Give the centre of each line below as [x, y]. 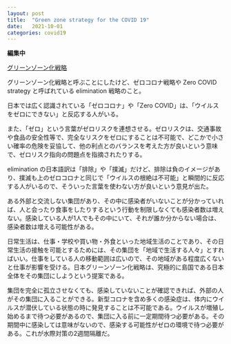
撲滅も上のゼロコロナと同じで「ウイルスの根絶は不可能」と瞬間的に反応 [122, 178]
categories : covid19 [37, 33]
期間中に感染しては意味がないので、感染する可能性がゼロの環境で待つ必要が [115, 325]
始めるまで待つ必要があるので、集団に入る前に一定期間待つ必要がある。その [116, 316]
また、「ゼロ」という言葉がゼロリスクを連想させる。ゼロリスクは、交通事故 [114, 129]
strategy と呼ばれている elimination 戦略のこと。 [76, 91]
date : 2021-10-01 [35, 26]
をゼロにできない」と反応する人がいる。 [64, 114]
